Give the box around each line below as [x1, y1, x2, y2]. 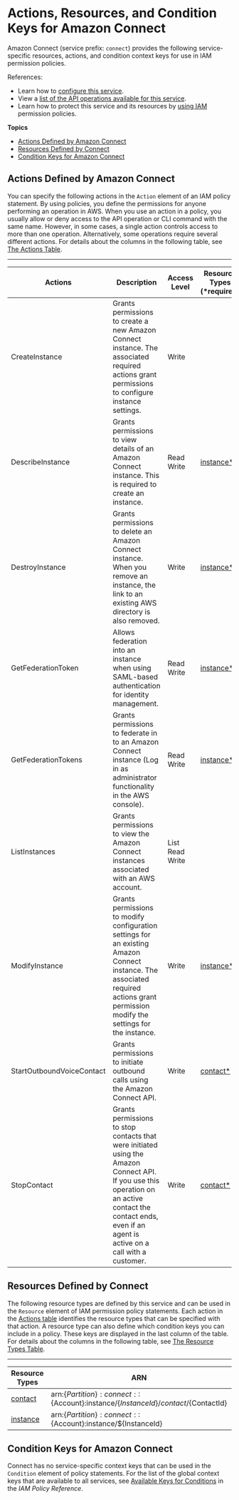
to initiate [112, 1057, 144, 1067]
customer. [112, 1255, 147, 1265]
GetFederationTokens [11, 755, 83, 765]
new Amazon [112, 325, 156, 335]
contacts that [112, 1131, 157, 1141]
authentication [112, 680, 161, 690]
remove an [112, 571, 148, 581]
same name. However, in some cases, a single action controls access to [7, 222, 218, 230]
